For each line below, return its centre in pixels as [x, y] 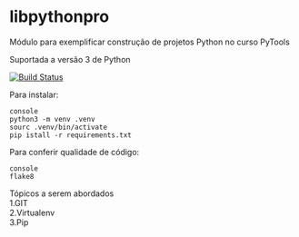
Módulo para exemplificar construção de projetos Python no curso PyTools [150, 42]
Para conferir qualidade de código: [75, 152]
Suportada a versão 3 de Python [70, 59]
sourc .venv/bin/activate [58, 127]
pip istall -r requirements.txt [70, 135]
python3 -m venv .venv [52, 119]
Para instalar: [34, 94]
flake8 [22, 176]
